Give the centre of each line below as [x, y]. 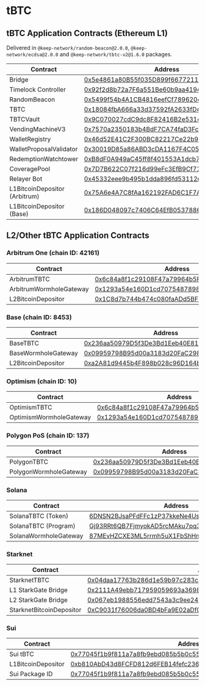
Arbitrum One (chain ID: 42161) [53, 253]
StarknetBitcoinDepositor [45, 610]
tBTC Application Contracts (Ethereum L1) [87, 33]
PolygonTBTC [29, 461]
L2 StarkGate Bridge [39, 600]
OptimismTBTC [31, 408]
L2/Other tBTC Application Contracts [78, 236]
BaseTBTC [24, 343]
